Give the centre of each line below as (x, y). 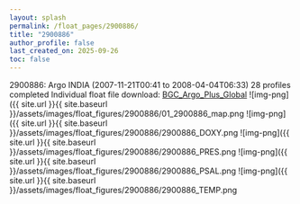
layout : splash (38, 18)
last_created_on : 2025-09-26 (64, 51)
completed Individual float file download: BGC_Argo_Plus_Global (128, 94)
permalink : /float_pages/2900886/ (74, 26)
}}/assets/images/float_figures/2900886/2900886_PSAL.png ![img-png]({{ (149, 171)
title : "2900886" (42, 34)
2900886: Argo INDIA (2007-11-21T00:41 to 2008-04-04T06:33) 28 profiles (150, 85)
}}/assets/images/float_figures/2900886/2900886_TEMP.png (123, 190)
